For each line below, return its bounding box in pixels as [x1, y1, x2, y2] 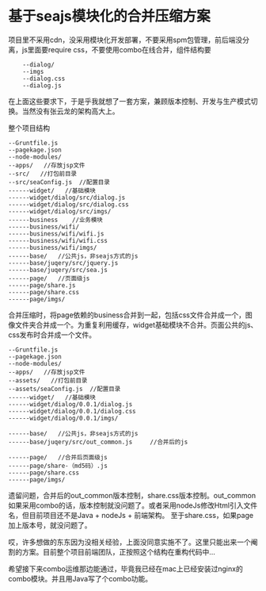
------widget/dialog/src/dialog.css [8, 200, 129, 209]
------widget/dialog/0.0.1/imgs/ [8, 414, 119, 422]
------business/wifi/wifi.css [8, 236, 108, 244]
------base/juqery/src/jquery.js [8, 259, 119, 267]
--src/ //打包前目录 [8, 170, 78, 178]
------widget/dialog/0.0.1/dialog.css [8, 407, 136, 415]
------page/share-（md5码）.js [8, 462, 108, 470]
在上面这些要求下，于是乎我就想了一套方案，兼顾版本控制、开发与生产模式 [8, 96, 251, 106]
